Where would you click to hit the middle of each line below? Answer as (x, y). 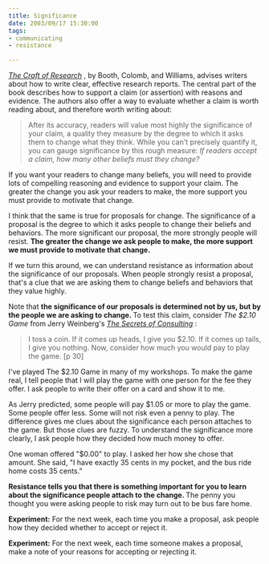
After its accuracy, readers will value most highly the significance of (140, 125)
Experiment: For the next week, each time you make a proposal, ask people (134, 519)
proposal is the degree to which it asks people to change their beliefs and (130, 225)
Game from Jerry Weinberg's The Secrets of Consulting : (103, 324)
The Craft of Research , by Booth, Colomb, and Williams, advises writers (128, 75)
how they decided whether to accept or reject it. (88, 528)
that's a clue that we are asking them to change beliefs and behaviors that (130, 282)
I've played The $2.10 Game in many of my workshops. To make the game (130, 372)
